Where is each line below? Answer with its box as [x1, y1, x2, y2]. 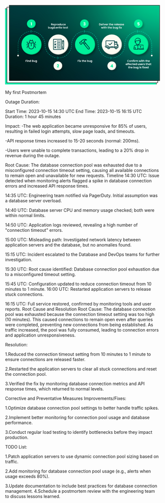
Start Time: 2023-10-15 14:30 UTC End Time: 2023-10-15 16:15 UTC [5, 109, 142, 114]
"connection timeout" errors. [5, 227, 63, 233]
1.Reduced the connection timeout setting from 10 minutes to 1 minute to [5, 351, 151, 357]
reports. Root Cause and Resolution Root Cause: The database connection [5, 306, 156, 312]
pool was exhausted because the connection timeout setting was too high [5, 311, 155, 317]
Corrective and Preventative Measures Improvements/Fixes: [5, 395, 127, 401]
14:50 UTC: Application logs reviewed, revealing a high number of [5, 222, 138, 228]
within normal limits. [5, 213, 46, 219]
